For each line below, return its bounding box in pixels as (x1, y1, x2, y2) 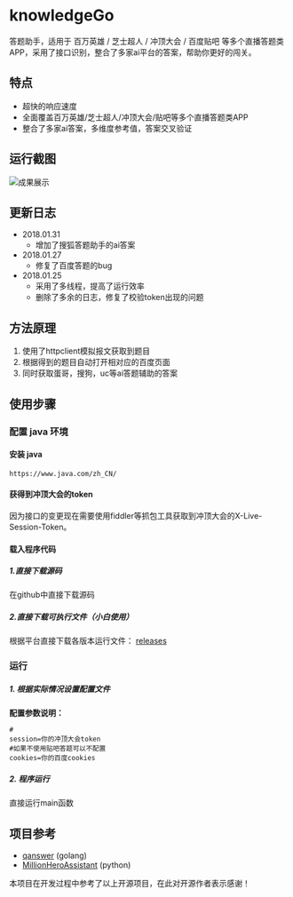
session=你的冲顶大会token (9, 734, 101, 744)
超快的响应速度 (21, 100, 77, 111)
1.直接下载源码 (9, 566, 62, 576)
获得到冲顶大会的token (9, 489, 93, 500)
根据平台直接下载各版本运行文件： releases (9, 636, 167, 647)
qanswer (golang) (21, 850, 87, 861)
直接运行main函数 (9, 798, 74, 808)
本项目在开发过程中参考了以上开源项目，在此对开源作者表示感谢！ (9, 878, 250, 889)
